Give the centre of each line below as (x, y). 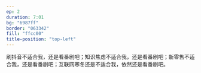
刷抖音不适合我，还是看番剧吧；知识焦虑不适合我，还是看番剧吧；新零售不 (98, 57)
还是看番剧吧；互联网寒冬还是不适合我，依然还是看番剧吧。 (95, 64)
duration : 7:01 (25, 17)
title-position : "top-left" (41, 39)
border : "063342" (28, 28)
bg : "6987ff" (22, 23)
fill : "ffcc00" (25, 34)
